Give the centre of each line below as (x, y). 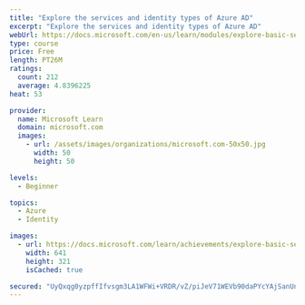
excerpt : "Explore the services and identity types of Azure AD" (135, 26)
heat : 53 (26, 94)
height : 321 (48, 261)
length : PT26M (36, 60)
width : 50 (52, 153)
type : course (34, 43)
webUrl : (24, 35)
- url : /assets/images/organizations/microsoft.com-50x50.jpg (146, 145)
